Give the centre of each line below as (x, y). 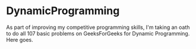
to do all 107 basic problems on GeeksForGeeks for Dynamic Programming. (98, 33)
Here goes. (20, 40)
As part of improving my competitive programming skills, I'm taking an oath (98, 27)
